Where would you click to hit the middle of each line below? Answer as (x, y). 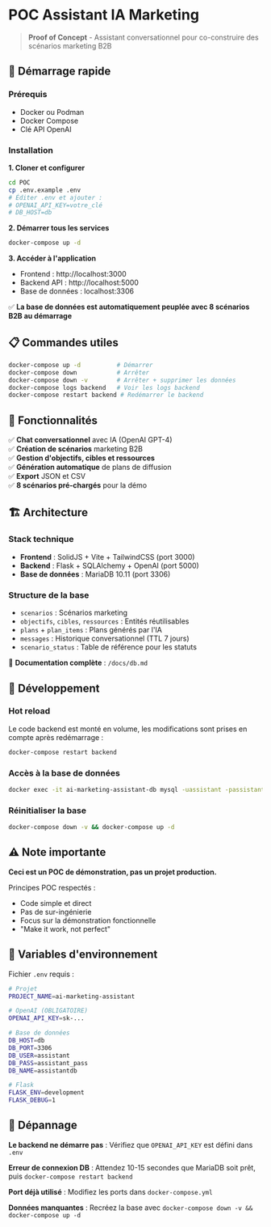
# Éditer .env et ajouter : (56, 197)
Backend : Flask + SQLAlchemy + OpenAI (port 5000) (109, 565)
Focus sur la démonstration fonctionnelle (88, 920)
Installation (31, 150)
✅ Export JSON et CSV (47, 476)
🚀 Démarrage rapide (60, 72)
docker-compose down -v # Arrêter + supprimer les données (122, 380)
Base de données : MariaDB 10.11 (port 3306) (95, 574)
